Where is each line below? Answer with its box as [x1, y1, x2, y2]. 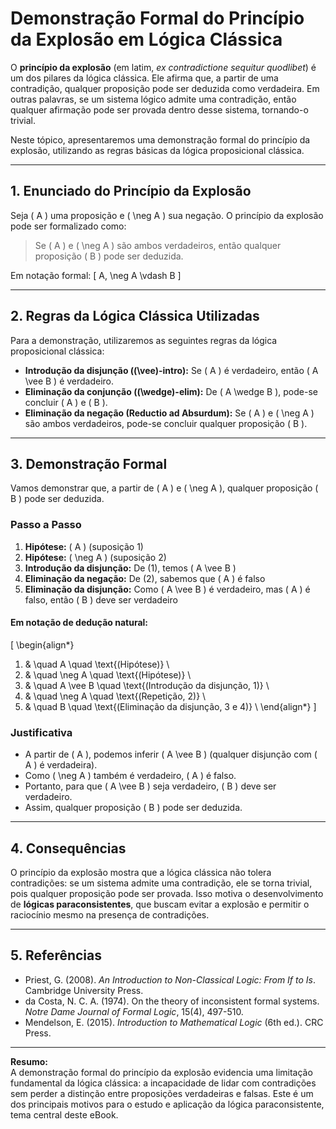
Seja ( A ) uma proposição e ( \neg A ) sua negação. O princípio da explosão [10, 209, 324, 221]
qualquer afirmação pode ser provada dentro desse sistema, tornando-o [10, 103, 309, 116]
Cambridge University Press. [24, 984, 144, 996]
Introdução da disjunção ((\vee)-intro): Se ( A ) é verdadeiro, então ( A [24, 364, 319, 376]
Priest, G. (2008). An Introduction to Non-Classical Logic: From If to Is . [24, 973, 316, 986]
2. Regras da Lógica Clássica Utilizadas [10, 308, 260, 325]
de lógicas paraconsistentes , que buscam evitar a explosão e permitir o [10, 898, 310, 910]
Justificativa [10, 725, 73, 739]
